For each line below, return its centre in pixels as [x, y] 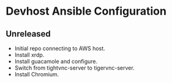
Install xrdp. [29, 55]
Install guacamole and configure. [56, 61]
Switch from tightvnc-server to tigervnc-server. [75, 68]
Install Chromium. [37, 74]
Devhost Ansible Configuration [86, 11]
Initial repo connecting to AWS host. [60, 48]
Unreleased [28, 34]
